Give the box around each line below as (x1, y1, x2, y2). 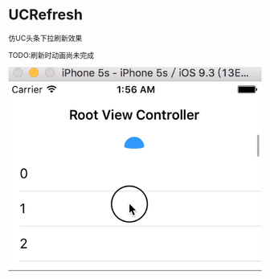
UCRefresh (8, 6, 83, 24)
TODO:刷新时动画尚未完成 (8, 50, 95, 59)
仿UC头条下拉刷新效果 (8, 33, 83, 43)
